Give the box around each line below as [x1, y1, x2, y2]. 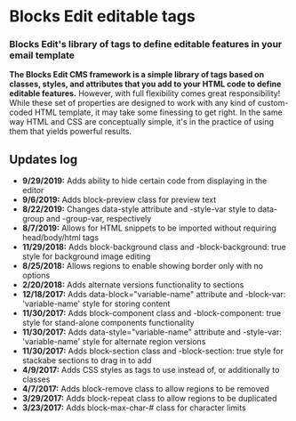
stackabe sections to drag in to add [21, 355, 152, 366]
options [21, 270, 51, 281]
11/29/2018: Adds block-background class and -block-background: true [21, 242, 286, 253]
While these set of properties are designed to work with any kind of [9, 98, 256, 109]
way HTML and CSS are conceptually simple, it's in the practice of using [9, 117, 274, 127]
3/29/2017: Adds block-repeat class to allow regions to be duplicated [21, 393, 277, 404]
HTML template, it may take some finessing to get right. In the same [34, 107, 283, 117]
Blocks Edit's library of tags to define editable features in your [9, 38, 283, 51]
